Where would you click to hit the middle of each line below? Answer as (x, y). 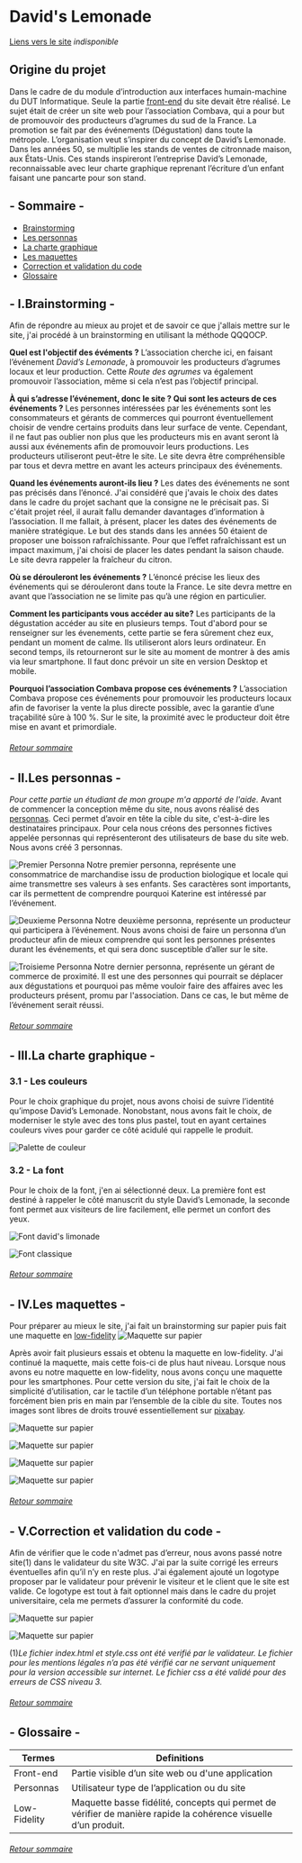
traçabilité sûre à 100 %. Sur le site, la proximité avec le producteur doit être (150, 717)
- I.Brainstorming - (62, 304)
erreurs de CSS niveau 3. (56, 1682)
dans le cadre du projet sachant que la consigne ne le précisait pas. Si (139, 503)
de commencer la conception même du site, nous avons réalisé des (134, 809)
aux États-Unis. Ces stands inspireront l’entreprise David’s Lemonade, (138, 159)
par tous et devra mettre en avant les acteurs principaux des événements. (146, 466)
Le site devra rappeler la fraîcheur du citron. (91, 559)
